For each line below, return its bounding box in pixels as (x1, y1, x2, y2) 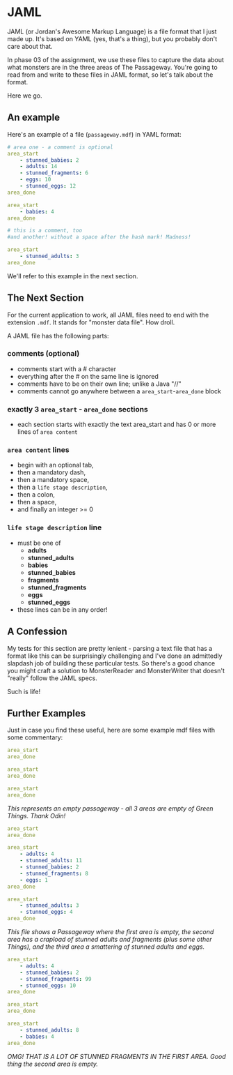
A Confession (7, 626, 67, 638)
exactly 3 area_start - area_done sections (7, 404, 148, 414)
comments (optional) (7, 349, 80, 359)
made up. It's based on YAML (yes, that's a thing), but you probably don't (7, 34, 218, 43)
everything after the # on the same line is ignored (17, 372, 159, 380)
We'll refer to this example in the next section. (7, 271, 138, 280)
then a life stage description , (17, 483, 108, 492)
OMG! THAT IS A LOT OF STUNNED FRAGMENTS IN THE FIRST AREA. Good (7, 1052, 226, 1060)
